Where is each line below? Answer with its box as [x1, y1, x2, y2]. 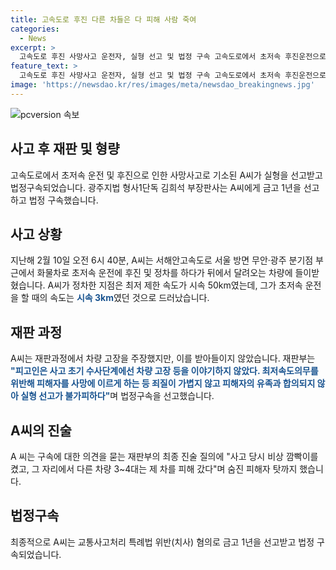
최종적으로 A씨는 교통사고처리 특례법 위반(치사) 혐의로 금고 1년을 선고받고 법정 [10, 536, 315, 548]
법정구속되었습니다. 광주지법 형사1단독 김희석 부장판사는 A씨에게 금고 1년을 [10, 181, 302, 193]
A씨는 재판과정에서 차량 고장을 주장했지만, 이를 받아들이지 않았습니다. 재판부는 [10, 352, 316, 365]
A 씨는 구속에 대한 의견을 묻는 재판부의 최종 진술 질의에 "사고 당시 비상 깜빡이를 [10, 451, 319, 462]
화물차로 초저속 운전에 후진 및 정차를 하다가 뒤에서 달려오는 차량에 [36, 267, 293, 279]
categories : [10, 24, 60, 34]
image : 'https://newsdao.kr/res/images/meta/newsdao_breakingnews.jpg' [10, 80, 315, 90]
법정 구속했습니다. [28, 194, 99, 206]
